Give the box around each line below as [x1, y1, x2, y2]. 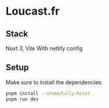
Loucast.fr [5, 4, 60, 18]
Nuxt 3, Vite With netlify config [5, 45, 83, 52]
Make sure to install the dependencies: [5, 78, 103, 86]
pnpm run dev [5, 96, 39, 102]
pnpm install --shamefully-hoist [5, 90, 91, 96]
